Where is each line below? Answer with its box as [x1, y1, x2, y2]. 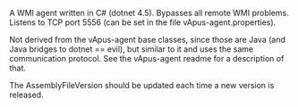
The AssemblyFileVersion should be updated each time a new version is [9, 80, 275, 90]
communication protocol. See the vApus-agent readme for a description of [9, 53, 285, 63]
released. [9, 89, 44, 100]
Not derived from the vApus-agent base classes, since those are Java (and [9, 35, 286, 45]
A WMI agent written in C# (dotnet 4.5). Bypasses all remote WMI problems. [9, 8, 289, 18]
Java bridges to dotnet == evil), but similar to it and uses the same [9, 44, 253, 54]
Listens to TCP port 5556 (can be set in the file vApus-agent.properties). [9, 17, 277, 28]
